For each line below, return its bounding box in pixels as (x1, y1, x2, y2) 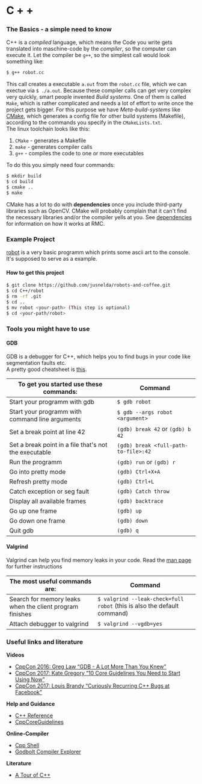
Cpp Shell (14, 742, 40, 749)
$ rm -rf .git (6, 293, 42, 300)
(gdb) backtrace (117, 497, 164, 505)
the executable (9, 448, 51, 456)
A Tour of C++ (14, 771, 51, 779)
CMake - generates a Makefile (14, 137, 87, 145)
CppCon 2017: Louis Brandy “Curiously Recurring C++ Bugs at (14, 682, 170, 689)
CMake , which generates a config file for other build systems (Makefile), (6, 113, 185, 120)
